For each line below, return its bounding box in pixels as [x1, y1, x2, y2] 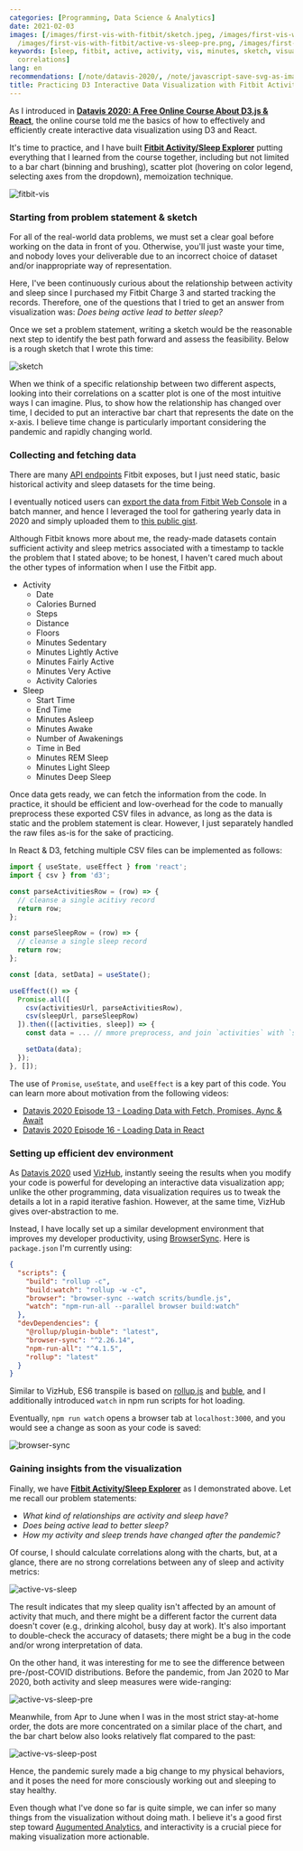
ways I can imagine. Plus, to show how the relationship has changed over [9, 397, 281, 408]
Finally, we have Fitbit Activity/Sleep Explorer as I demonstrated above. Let [9, 1483, 291, 1494]
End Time [35, 704, 72, 715]
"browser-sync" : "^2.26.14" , [25, 1335, 135, 1345]
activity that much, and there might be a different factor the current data [9, 1611, 278, 1621]
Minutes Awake [35, 724, 93, 735]
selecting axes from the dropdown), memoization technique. [9, 171, 234, 182]
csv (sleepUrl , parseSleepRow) [25, 1011, 140, 1021]
